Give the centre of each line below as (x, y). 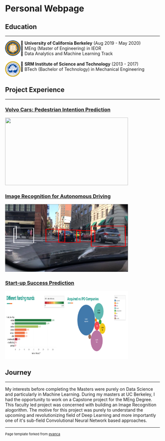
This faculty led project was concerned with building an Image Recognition (81, 405)
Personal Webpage (45, 9)
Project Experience (35, 90)
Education (21, 27)
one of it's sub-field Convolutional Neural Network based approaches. (76, 420)
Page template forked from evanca (33, 434)
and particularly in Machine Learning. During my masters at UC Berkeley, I (80, 394)
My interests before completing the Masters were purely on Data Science (79, 389)
